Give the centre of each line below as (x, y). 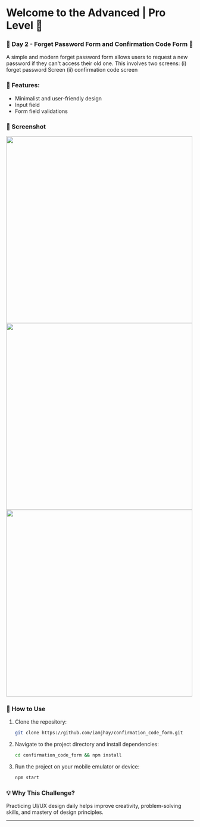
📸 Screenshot (26, 127)
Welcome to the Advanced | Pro (86, 13)
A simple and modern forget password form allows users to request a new (97, 57)
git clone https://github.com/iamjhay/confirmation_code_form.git (99, 733)
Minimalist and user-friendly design (58, 98)
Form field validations (41, 111)
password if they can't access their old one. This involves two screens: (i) (96, 63)
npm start (27, 778)
